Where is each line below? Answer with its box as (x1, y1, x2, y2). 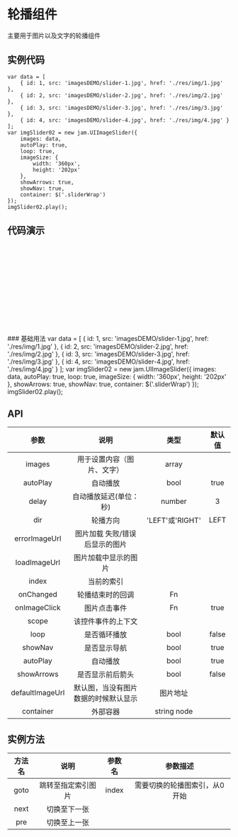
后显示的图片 (84, 539, 127, 549)
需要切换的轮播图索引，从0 (134, 780, 225, 790)
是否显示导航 (84, 643, 127, 653)
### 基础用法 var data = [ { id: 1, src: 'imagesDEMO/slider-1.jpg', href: (7, 334, 209, 342)
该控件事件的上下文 (73, 617, 138, 627)
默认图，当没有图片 (73, 683, 138, 693)
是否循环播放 (84, 630, 127, 640)
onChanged (18, 590, 58, 600)
